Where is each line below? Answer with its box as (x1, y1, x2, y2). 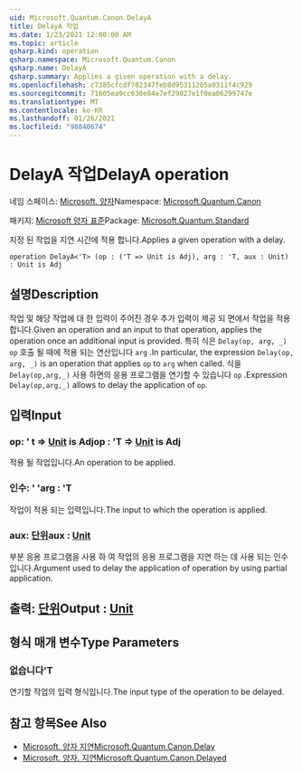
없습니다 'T (9, 664, 53, 676)
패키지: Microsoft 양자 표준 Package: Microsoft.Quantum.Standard (9, 214, 250, 226)
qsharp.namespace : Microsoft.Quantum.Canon (9, 55, 176, 64)
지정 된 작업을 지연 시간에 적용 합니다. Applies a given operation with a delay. (9, 234, 286, 245)
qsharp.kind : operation (9, 47, 99, 56)
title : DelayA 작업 (9, 22, 80, 31)
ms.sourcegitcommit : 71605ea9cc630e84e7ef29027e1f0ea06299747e (9, 89, 253, 98)
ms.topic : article (9, 38, 79, 48)
